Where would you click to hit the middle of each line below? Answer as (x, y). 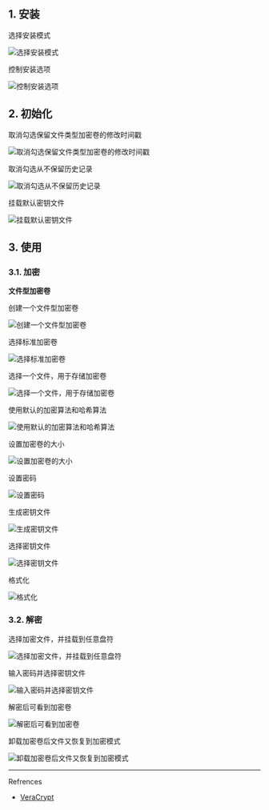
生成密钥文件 (29, 512)
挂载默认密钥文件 (36, 202)
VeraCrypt (37, 797)
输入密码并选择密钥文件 (47, 673)
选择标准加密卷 (33, 342)
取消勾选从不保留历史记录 (50, 168)
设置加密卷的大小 (36, 444)
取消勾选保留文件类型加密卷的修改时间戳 (75, 134)
